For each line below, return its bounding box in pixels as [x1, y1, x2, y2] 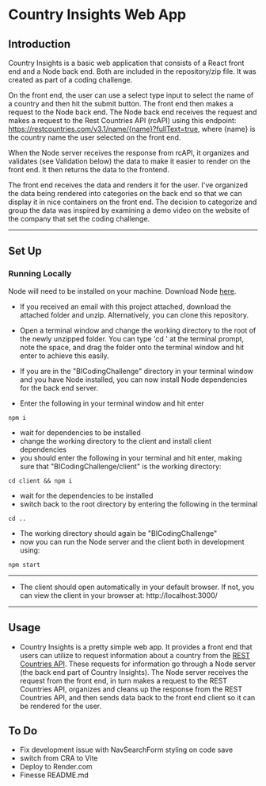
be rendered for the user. [19, 701, 101, 711]
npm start [8, 561, 41, 568]
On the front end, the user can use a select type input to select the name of [8, 91, 254, 100]
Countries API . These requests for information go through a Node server [19, 659, 256, 668]
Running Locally [8, 268, 72, 279]
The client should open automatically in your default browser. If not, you [19, 582, 255, 591]
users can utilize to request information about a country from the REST [19, 650, 251, 660]
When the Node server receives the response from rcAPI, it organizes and [8, 148, 249, 157]
